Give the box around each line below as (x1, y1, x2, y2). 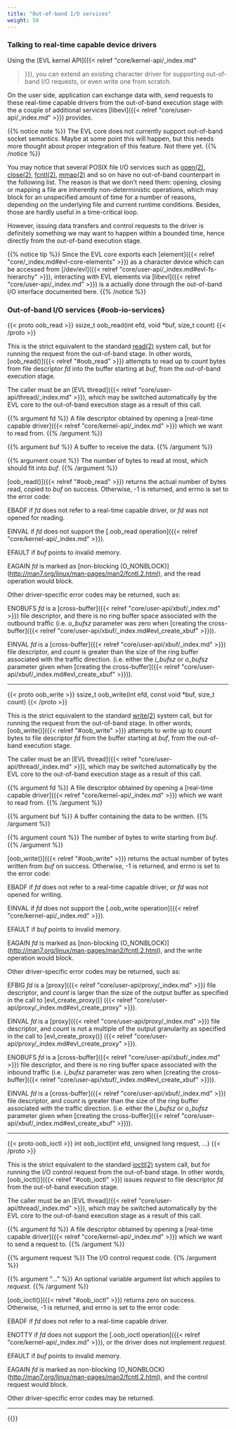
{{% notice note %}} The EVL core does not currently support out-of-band (7, 127, 223, 135)
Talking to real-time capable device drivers (7, 40, 157, 50)
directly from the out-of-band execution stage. (7, 236, 143, 245)
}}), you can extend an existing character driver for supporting (24, 70, 205, 78)
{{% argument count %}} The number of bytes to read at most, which (7, 457, 209, 465)
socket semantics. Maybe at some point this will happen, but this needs (7, 134, 214, 143)
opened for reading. (7, 514, 65, 522)
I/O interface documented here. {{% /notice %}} (7, 287, 146, 296)
